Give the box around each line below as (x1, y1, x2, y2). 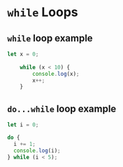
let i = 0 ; (7, 121, 39, 128)
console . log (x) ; (32, 70, 80, 77)
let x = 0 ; (7, 51, 39, 58)
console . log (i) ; (13, 147, 61, 154)
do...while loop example (7, 102, 117, 114)
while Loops (7, 4, 78, 20)
